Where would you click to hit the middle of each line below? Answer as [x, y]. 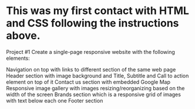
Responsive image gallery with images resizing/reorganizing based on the [95, 88]
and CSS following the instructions [93, 23]
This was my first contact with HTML [98, 11]
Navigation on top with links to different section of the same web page [91, 69]
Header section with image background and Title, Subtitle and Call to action [97, 76]
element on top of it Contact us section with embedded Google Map [88, 82]
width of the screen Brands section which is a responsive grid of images [93, 94]
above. [23, 36]
